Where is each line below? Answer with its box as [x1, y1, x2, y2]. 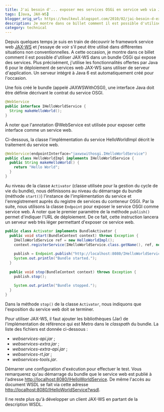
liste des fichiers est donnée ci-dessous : [5, 326, 88, 332]
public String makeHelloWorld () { [9, 160, 80, 165]
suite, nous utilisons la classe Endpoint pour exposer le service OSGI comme [5, 204, 159, 209]
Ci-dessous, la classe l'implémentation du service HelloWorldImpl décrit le [5, 137, 155, 142]
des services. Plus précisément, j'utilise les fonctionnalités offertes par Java [5, 60, 158, 66]
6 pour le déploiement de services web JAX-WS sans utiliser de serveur [5, 65, 150, 71]
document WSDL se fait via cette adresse [5, 382, 89, 387]
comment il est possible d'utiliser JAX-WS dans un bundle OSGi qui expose [5, 54, 156, 60]
